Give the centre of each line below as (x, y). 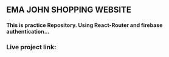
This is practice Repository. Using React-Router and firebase (84, 25)
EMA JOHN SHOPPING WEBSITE (69, 10)
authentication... (28, 31)
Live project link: (31, 47)
